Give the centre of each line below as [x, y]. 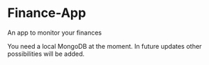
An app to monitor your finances [54, 32]
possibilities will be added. [46, 54]
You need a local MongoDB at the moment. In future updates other [105, 46]
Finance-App [47, 13]
